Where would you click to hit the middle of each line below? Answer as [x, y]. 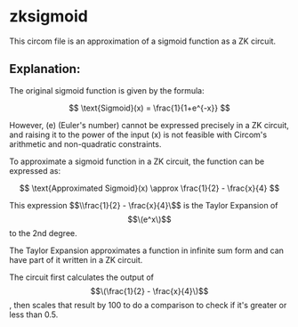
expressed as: [35, 170]
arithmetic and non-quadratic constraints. [85, 143]
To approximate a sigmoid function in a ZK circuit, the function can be [137, 161]
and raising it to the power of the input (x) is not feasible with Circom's [138, 135]
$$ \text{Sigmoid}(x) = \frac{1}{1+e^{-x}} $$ [149, 108]
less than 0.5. [34, 315]
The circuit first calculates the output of [81, 277]
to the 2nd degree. [43, 233]
